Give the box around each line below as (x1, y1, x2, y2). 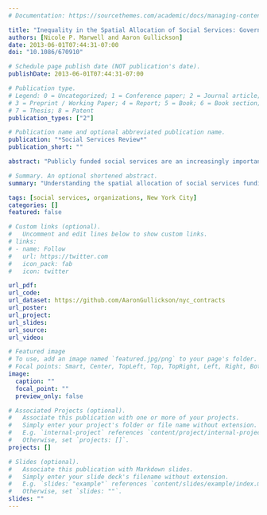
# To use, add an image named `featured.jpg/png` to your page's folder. (8, 355, 258, 363)
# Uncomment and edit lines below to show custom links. (8, 230, 208, 239)
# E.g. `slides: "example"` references (8, 480, 148, 488)
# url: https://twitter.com (8, 252, 109, 260)
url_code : (8, 289, 41, 297)
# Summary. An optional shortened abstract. (8, 172, 158, 180)
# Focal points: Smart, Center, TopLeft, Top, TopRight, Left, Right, (8, 363, 247, 371)
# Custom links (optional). (8, 223, 102, 231)
